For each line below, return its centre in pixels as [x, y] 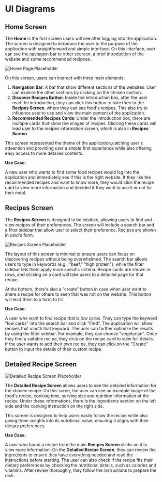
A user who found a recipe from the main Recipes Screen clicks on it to [76, 444]
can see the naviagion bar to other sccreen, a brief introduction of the [74, 54]
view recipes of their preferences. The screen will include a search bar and [80, 225]
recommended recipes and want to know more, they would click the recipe [80, 182]
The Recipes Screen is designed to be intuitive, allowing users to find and [79, 220]
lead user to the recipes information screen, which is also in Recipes [80, 129]
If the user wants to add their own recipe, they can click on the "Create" [77, 344]
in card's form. [20, 235]
